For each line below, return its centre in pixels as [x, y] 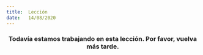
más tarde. [103, 46]
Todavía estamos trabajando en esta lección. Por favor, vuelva [103, 39]
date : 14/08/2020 [31, 18]
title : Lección [27, 12]
